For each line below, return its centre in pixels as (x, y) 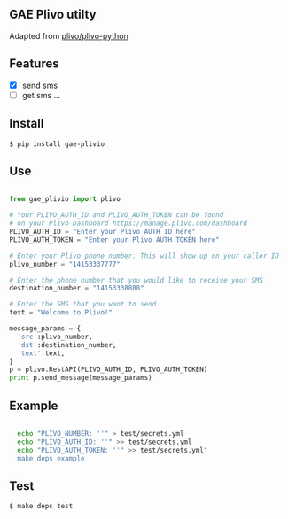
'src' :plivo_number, (55, 337)
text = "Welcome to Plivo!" (61, 313)
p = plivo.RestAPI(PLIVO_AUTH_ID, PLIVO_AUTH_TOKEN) (109, 370)
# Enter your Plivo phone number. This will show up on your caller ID (144, 256)
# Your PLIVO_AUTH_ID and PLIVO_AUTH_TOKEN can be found (117, 215)
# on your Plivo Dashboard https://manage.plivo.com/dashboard (128, 224)
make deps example (51, 458)
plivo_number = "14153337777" (65, 264)
